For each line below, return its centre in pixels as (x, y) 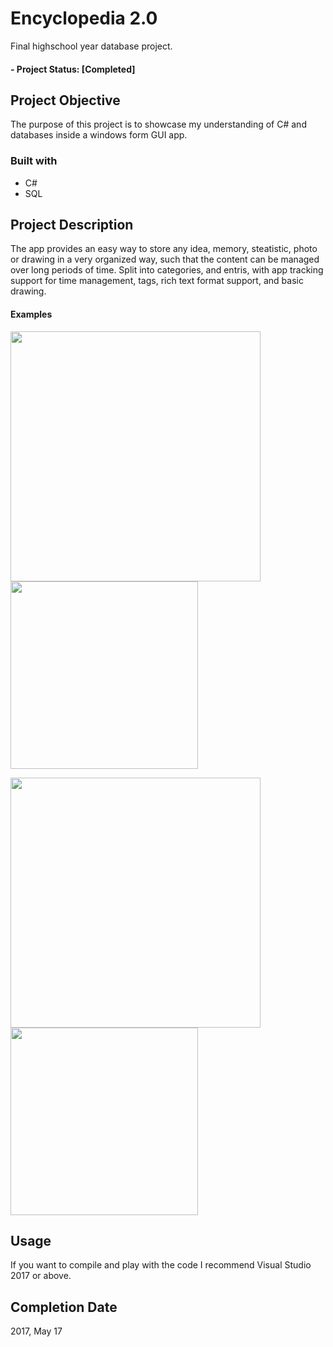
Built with (34, 161)
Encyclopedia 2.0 (84, 18)
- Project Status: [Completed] (73, 69)
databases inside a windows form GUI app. (99, 135)
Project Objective (65, 100)
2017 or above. (41, 1276)
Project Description (72, 225)
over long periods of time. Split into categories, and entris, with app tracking (167, 270)
